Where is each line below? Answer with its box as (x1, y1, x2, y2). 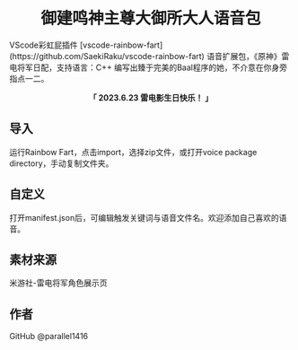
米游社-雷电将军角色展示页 (9, 277, 108, 288)
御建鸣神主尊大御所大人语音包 (39, 8, 261, 29)
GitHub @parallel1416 (9, 331, 89, 342)
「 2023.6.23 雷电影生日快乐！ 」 (88, 92, 214, 103)
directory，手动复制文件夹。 (9, 158, 114, 169)
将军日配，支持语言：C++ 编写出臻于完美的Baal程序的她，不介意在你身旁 (16, 62, 287, 73)
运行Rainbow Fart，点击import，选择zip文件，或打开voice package (9, 146, 258, 157)
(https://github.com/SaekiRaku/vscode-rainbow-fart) (9, 50, 205, 61)
